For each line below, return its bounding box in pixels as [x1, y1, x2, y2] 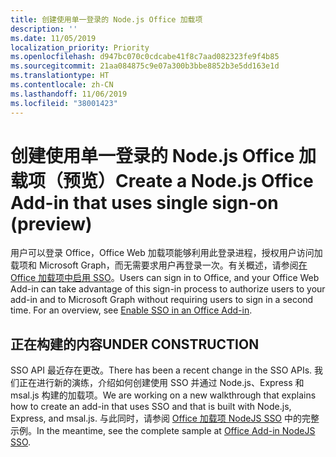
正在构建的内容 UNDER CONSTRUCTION [10, 336, 260, 353]
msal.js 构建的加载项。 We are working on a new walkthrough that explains [10, 389, 317, 401]
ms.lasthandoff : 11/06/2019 [10, 89, 128, 99]
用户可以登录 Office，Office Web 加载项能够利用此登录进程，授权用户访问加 [10, 247, 323, 259]
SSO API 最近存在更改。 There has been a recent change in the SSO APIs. [10, 364, 313, 376]
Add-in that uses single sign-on [10, 191, 279, 214]
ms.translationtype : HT [10, 71, 110, 81]
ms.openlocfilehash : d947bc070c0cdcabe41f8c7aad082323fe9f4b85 [10, 52, 280, 62]
